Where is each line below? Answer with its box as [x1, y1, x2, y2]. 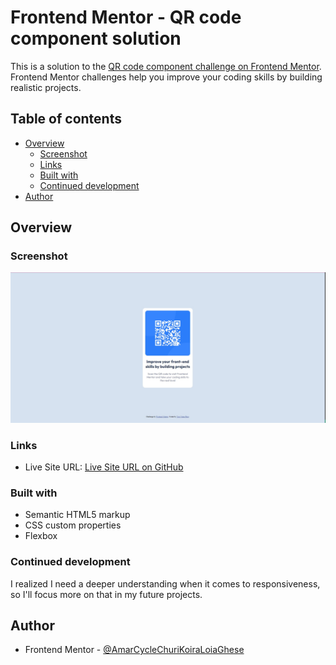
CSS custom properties [24, 519, 122, 531]
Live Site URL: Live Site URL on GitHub [24, 461, 184, 473]
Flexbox [24, 530, 58, 542]
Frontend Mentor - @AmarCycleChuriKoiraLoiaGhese [24, 644, 245, 656]
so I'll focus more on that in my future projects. [10, 588, 203, 600]
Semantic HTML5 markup [24, 509, 131, 521]
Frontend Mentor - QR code [10, 6, 242, 29]
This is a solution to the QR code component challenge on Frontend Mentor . [10, 60, 322, 72]
